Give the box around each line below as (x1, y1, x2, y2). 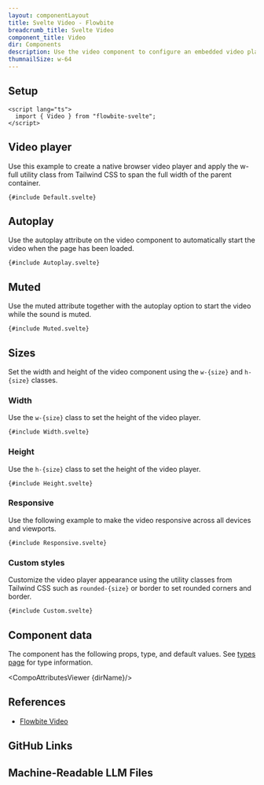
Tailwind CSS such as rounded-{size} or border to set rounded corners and (8, 584, 251, 593)
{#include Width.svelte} (8, 428, 90, 437)
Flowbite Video (19, 717, 68, 726)
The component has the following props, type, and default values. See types (8, 649, 256, 658)
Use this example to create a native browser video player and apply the (8, 161, 239, 171)
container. (8, 178, 41, 187)
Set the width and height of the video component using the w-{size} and (8, 367, 244, 376)
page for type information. (8, 658, 93, 667)
